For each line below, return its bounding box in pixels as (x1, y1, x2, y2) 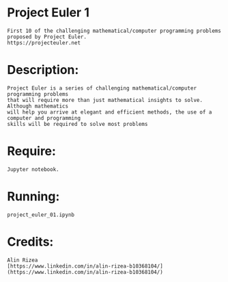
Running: (7, 189, 60, 204)
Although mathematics (7, 103, 69, 110)
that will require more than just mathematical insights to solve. (7, 97, 203, 103)
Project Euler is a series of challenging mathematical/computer (7, 84, 197, 92)
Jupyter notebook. (7, 166, 59, 172)
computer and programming (7, 114, 81, 121)
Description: (7, 62, 79, 78)
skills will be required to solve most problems (7, 120, 148, 127)
